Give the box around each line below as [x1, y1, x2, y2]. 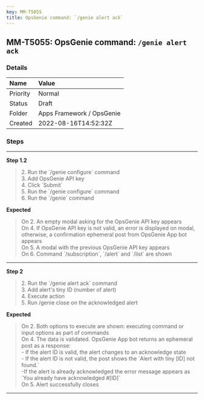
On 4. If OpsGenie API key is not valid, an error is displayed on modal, [21, 225, 195, 232]
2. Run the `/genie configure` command [21, 169, 120, 176]
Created [9, 119, 33, 128]
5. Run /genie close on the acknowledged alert [21, 299, 138, 306]
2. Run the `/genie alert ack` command [21, 279, 117, 287]
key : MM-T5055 [6, 9, 42, 15]
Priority [9, 89, 30, 98]
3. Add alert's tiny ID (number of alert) [21, 286, 117, 293]
